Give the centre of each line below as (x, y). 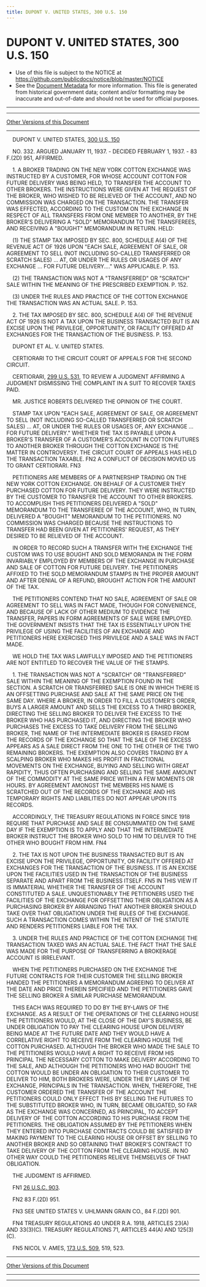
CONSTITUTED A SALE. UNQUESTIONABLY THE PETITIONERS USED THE (100, 894)
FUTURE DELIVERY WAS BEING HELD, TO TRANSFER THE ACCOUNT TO (99, 183)
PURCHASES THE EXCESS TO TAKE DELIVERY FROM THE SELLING (92, 726)
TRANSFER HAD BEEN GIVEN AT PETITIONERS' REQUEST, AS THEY (93, 529)
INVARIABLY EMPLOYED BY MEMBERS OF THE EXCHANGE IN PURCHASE (101, 561)
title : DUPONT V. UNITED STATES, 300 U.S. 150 (67, 12)
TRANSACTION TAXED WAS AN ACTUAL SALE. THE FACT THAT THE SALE (101, 944)
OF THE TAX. (23, 587)
